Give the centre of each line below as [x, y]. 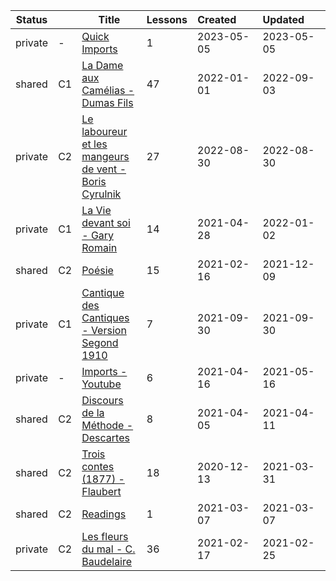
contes [98, 466]
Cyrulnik [101, 194]
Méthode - [107, 425]
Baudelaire [107, 561]
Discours [102, 400]
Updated [283, 19]
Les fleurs [105, 536]
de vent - [104, 169]
